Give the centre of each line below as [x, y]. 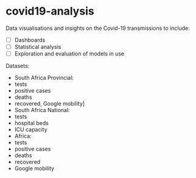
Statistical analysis [38, 47]
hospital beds [32, 123]
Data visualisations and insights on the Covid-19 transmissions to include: [98, 28]
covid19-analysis [50, 11]
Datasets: [18, 66]
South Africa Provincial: [44, 78]
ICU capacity [31, 130]
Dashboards [30, 40]
